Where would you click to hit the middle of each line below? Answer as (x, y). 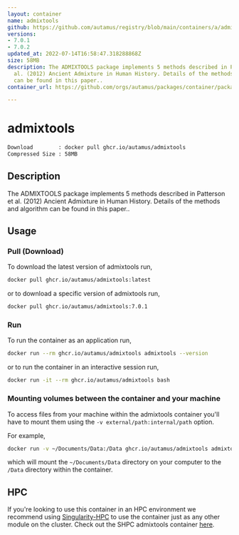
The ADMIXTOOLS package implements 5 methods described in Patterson (116, 193)
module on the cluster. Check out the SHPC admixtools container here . (111, 524)
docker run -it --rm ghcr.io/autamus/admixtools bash (89, 380)
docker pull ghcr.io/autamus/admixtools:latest (79, 280)
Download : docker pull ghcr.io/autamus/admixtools (97, 148)
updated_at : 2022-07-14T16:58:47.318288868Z (74, 54)
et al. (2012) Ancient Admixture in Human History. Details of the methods (114, 201)
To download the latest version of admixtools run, (80, 267)
